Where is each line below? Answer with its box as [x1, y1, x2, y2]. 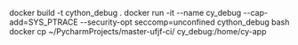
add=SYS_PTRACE [9, 17, 78, 27]
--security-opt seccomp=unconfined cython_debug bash [79, 17, 290, 27]
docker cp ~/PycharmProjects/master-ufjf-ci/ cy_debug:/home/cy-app [9, 26, 267, 36]
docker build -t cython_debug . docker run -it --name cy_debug [9, 8, 242, 18]
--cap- [243, 8, 269, 18]
